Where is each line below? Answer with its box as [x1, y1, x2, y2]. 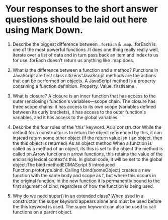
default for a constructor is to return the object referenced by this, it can [12, 129, 162, 135]
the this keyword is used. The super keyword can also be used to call [12, 203, 156, 209]
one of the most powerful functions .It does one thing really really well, [12, 46, 159, 52]
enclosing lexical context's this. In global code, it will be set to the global [12, 156, 162, 162]
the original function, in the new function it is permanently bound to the [12, 178, 160, 184]
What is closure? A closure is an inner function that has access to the [12, 93, 156, 99]
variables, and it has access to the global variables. [12, 114, 119, 120]
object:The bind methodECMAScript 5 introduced [12, 161, 115, 168]
